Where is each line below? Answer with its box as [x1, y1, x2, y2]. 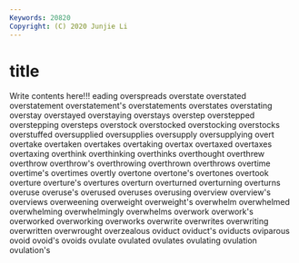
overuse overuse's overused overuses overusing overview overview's [9, 187, 271, 198]
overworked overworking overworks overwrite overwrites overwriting [9, 216, 269, 227]
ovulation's [9, 245, 51, 256]
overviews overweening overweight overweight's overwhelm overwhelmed [9, 197, 291, 208]
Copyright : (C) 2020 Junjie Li [9, 22, 128, 31]
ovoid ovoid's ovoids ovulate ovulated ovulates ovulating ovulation [9, 235, 257, 246]
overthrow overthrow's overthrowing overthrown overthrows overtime [9, 158, 271, 169]
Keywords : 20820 [9, 13, 71, 23]
